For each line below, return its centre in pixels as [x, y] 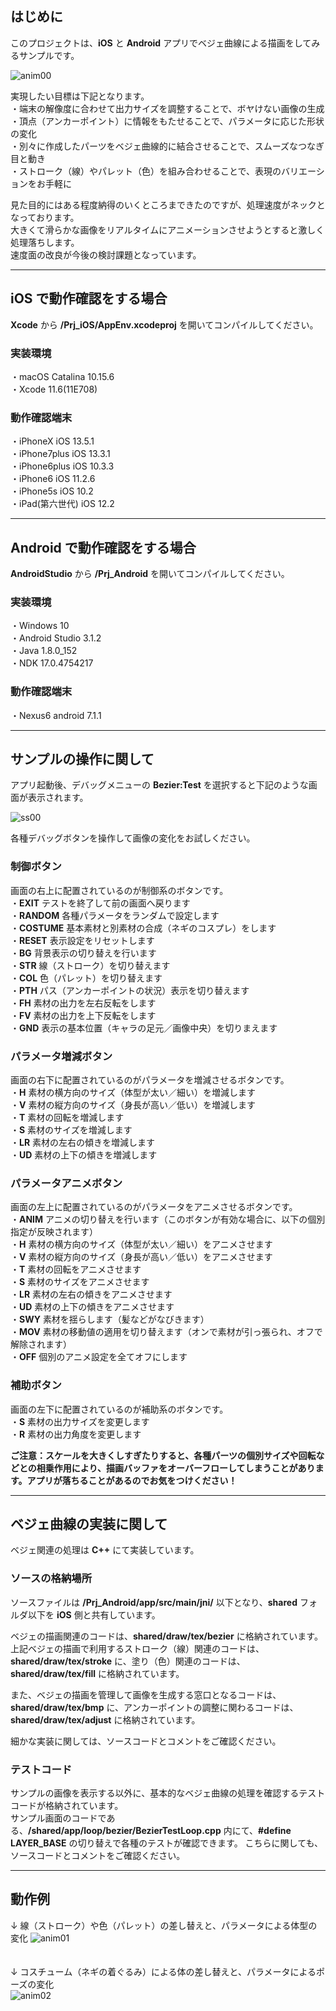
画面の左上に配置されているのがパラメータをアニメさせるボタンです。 [154, 1207]
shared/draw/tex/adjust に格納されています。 [105, 1719]
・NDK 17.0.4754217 [52, 663]
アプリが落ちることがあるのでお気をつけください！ [132, 1480]
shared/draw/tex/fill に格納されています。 [97, 1673]
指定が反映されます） [54, 1232]
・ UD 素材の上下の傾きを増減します [84, 1155]
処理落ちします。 [45, 242]
